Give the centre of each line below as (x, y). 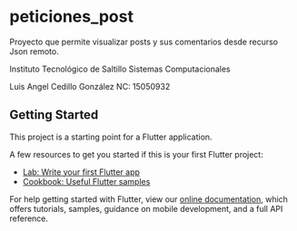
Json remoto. (34, 51)
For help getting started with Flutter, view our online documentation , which (149, 199)
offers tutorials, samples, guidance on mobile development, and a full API (146, 208)
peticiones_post (72, 17)
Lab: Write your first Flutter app (81, 172)
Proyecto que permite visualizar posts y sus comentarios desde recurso (144, 42)
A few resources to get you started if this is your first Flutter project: (136, 154)
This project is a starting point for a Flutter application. (111, 137)
